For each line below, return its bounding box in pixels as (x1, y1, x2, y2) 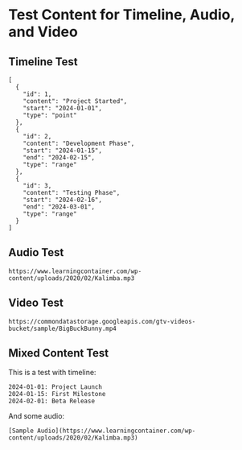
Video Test (8, 296, 64, 310)
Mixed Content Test (8, 346, 109, 360)
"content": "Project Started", (23, 97, 128, 105)
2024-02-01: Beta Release (8, 397, 95, 406)
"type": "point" (23, 111, 78, 119)
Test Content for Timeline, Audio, (8, 6, 235, 24)
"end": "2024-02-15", (23, 154, 95, 162)
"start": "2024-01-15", (23, 147, 103, 155)
